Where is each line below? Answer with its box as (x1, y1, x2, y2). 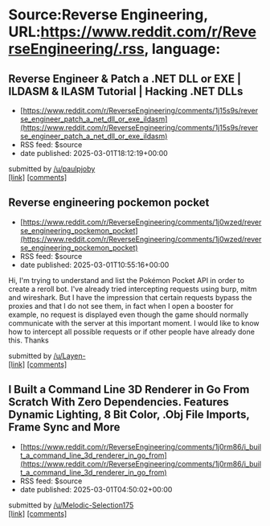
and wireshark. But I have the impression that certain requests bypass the (8, 292, 252, 302)
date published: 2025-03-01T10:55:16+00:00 (19, 260, 170, 269)
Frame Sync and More (8, 421, 121, 434)
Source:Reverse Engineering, (8, 6, 208, 24)
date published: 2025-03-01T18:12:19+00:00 (19, 149, 169, 158)
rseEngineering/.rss (8, 40, 145, 58)
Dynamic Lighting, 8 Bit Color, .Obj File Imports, (8, 408, 250, 421)
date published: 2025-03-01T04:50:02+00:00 (19, 484, 173, 494)
